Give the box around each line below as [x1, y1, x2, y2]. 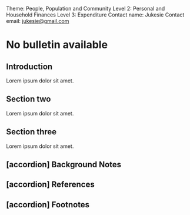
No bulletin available [6, 38, 108, 52]
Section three [6, 127, 57, 137]
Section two [6, 94, 51, 104]
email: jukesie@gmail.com [6, 18, 69, 24]
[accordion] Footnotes [6, 200, 90, 210]
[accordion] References [6, 180, 95, 190]
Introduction [6, 61, 53, 71]
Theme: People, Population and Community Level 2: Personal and [6, 5, 165, 12]
